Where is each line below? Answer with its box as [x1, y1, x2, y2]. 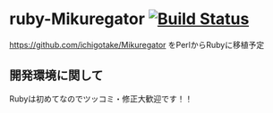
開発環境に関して [9, 68, 104, 84]
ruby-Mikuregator [9, 9, 146, 29]
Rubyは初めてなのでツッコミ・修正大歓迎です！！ [9, 93, 193, 104]
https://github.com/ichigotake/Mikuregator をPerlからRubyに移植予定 [9, 39, 265, 50]
